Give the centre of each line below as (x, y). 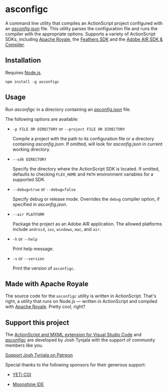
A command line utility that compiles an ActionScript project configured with (84, 23)
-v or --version (28, 258)
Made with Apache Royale (47, 284)
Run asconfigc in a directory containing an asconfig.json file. (68, 109)
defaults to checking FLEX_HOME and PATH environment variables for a (83, 174)
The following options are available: (42, 119)
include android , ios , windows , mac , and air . (57, 229)
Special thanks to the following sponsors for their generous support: (76, 365)
